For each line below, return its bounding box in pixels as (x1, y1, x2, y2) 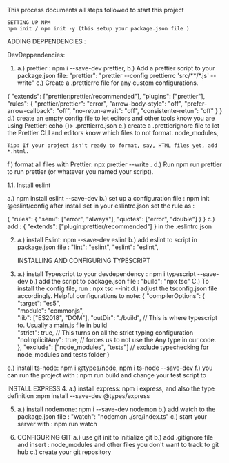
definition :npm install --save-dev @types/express (7, 392, 150, 400)
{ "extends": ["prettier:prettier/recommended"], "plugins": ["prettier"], (7, 92, 206, 100)
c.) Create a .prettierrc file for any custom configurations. (35, 79, 199, 87)
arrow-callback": (7, 107, 55, 115)
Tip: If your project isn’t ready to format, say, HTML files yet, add (7, 142, 217, 149)
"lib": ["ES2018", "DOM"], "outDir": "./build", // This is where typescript (17, 314, 218, 322)
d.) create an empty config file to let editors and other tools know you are (7, 114, 215, 122)
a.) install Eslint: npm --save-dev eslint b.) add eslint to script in (17, 236, 198, 244)
